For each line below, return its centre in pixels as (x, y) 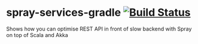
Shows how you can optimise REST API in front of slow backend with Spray (99, 29)
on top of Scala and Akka (37, 35)
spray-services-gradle (64, 13)
